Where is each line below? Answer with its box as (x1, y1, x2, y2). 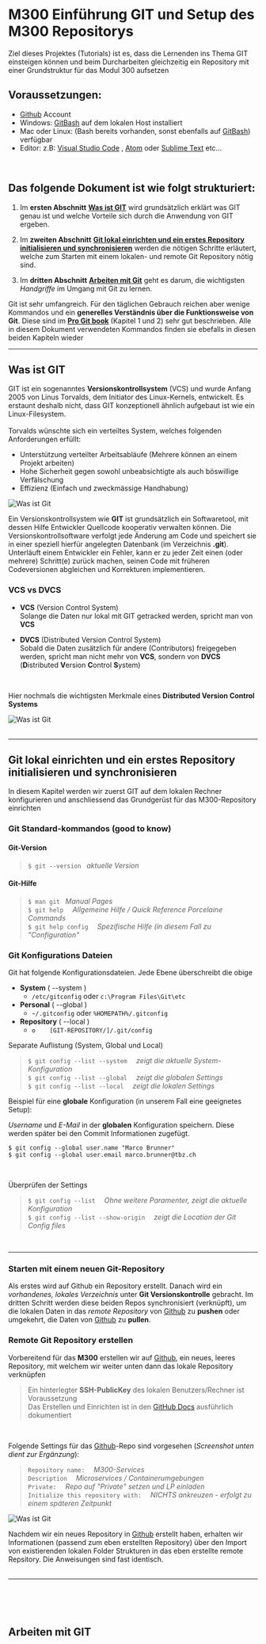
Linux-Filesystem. (8, 410, 66, 419)
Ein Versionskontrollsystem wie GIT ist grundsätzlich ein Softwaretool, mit (8, 514, 249, 524)
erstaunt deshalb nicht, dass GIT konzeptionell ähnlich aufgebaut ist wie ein (8, 401, 255, 410)
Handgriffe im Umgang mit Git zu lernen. (19, 284, 153, 293)
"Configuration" (27, 929, 80, 940)
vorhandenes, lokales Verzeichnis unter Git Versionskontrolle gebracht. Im (8, 1290, 253, 1299)
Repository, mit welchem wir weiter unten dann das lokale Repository (8, 1361, 234, 1371)
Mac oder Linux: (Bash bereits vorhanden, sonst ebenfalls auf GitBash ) (19, 126, 251, 135)
